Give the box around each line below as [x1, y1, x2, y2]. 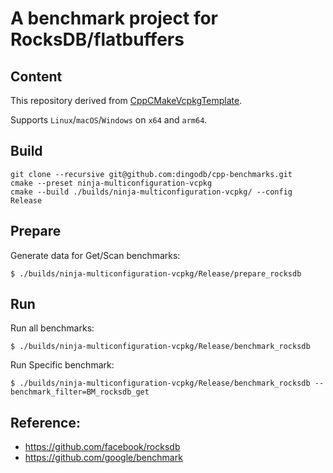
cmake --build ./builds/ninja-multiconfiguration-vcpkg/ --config [10, 187, 293, 197]
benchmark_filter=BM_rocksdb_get [10, 387, 150, 397]
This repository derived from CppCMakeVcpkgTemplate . [10, 95, 243, 106]
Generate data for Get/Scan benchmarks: [10, 249, 181, 261]
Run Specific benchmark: [10, 359, 115, 371]
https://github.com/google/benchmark [24, 452, 183, 464]
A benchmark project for [10, 7, 219, 30]
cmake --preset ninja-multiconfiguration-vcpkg [10, 178, 213, 188]
